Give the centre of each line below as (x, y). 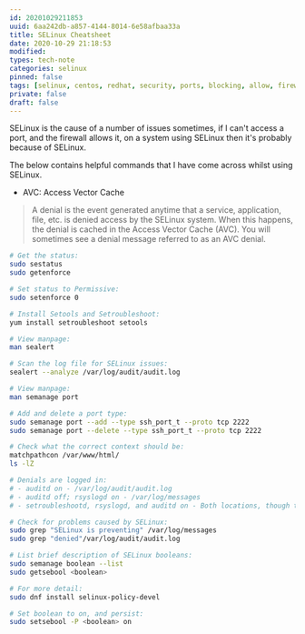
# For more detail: (46, 589)
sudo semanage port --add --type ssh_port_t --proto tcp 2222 (129, 422)
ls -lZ (22, 464)
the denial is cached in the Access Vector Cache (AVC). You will (151, 229)
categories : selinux (49, 69)
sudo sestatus (36, 265)
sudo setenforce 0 (44, 297)
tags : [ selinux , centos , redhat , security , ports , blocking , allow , (142, 86)
